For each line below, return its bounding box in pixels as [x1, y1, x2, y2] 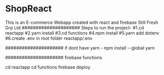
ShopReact [5, 3, 52, 14]
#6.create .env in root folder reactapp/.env [5, 35, 92, 41]
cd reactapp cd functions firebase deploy [5, 64, 91, 70]
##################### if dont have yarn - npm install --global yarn [5, 45, 155, 51]
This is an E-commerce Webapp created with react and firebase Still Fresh [5, 19, 158, 25]
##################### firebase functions [5, 54, 102, 60]
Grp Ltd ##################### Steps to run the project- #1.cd [5, 24, 144, 30]
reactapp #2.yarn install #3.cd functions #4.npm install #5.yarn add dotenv [5, 30, 159, 36]
